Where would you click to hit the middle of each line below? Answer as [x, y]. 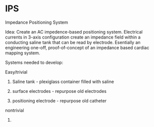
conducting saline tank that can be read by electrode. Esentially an [73, 42]
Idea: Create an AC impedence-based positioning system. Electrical [74, 32]
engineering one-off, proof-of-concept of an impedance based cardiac [77, 47]
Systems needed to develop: [34, 62]
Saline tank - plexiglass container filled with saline [63, 82]
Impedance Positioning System [37, 22]
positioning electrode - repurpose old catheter [59, 101]
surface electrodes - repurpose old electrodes [59, 91]
